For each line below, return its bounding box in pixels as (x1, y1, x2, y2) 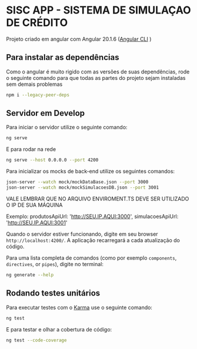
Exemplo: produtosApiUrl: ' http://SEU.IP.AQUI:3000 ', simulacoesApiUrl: (6, 213, 179, 220)
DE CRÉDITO (6, 16, 68, 29)
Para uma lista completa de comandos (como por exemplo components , (6, 254, 177, 261)
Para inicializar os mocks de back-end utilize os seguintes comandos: (6, 168, 175, 175)
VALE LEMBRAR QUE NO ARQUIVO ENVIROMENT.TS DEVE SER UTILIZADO (6, 195, 189, 202)
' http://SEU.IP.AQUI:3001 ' (6, 219, 68, 226)
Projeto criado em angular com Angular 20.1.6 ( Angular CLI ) (6, 35, 152, 42)
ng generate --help (6, 271, 54, 278)
